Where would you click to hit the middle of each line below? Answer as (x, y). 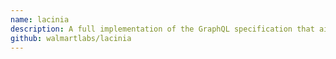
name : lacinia (40, 19)
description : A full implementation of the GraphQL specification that (162, 29)
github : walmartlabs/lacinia (71, 38)
